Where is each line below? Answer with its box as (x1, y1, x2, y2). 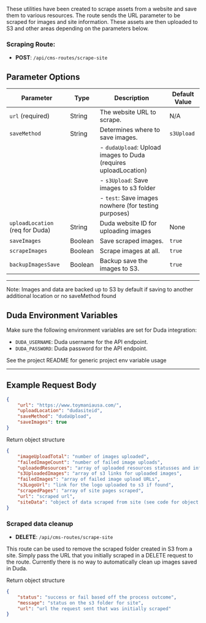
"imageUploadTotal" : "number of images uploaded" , (17, 453, 150, 459)
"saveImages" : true (17, 419, 67, 426)
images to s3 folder (99, 184, 156, 193)
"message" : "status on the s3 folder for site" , (17, 600, 144, 606)
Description (114, 94, 149, 102)
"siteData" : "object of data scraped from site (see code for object (17, 499, 199, 505)
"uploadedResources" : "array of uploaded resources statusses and (17, 465, 191, 471)
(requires (99, 159, 126, 167)
